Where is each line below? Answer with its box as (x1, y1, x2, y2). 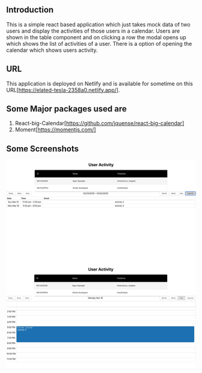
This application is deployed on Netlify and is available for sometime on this (6, 80, 194, 87)
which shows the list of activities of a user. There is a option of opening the (6, 40, 192, 47)
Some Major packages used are (6, 104, 127, 114)
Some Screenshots (6, 143, 79, 154)
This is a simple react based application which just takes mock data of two (6, 20, 191, 28)
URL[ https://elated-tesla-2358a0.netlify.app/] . (6, 86, 120, 93)
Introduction (6, 5, 54, 15)
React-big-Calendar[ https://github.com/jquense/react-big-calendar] (14, 120, 185, 127)
